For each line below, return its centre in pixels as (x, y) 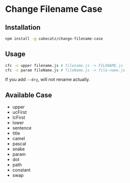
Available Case (29, 95)
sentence (22, 128)
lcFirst (19, 118)
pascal (19, 144)
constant (21, 170)
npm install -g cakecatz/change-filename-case (54, 39)
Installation (23, 27)
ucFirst (19, 112)
